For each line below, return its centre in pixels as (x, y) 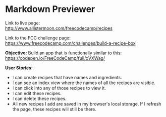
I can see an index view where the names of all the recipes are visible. (84, 83)
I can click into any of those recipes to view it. (59, 88)
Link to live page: (23, 23)
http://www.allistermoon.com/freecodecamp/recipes (59, 28)
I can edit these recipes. (37, 93)
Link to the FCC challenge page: (38, 38)
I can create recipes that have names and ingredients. (67, 77)
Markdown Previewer (50, 9)
